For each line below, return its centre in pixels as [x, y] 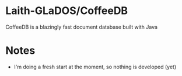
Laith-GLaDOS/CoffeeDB [67, 11]
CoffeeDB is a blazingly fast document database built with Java [82, 27]
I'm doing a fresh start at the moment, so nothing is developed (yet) [95, 67]
